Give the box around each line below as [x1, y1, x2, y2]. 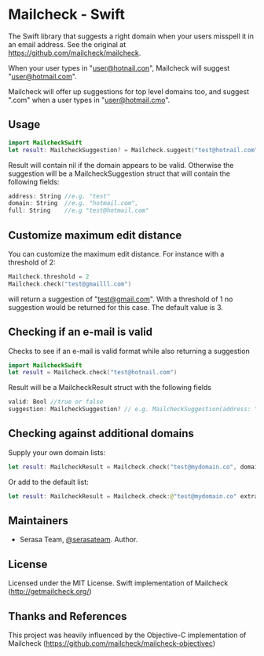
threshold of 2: [8, 257, 57, 267]
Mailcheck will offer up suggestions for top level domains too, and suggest [8, 86, 250, 96]
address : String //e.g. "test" [8, 192, 111, 200]
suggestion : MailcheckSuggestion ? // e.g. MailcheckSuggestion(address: [8, 406, 251, 414]
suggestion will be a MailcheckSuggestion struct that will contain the [8, 169, 230, 178]
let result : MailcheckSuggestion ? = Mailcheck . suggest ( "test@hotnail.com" [8, 146, 258, 154]
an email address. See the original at [8, 39, 126, 49]
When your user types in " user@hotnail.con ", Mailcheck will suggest [8, 63, 230, 72]
